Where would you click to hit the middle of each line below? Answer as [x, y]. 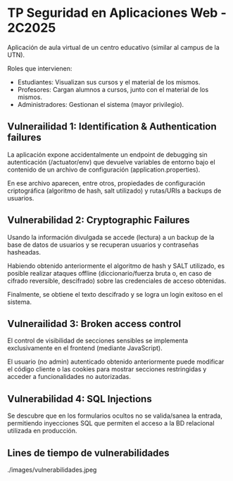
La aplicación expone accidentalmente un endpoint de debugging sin [107, 154]
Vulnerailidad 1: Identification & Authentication [112, 127]
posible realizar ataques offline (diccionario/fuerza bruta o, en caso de [109, 273]
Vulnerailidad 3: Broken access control [94, 324]
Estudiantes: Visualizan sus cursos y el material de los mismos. [109, 82]
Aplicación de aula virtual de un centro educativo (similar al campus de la [113, 47]
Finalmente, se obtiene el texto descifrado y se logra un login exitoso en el [115, 294]
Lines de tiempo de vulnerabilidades [89, 453]
